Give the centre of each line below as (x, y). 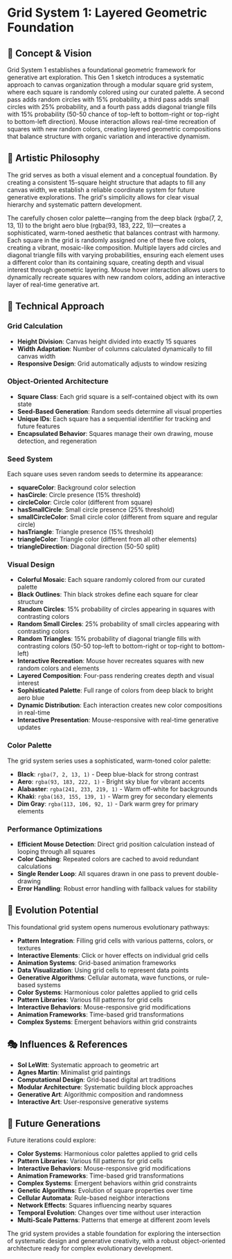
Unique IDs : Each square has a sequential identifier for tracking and (114, 419)
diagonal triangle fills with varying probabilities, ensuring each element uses (116, 254)
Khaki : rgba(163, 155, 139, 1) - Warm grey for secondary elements (115, 796)
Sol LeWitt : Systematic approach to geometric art (88, 1064)
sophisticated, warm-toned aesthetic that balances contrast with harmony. (114, 233)
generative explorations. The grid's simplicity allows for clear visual (103, 197)
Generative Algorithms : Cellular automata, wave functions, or (106, 977)
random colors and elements (58, 668)
